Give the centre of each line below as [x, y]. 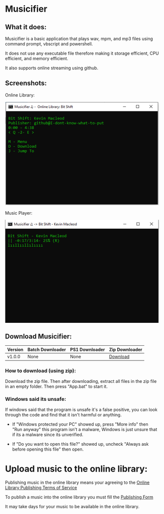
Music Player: [19, 213]
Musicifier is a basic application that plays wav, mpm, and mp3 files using [79, 39]
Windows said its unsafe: [36, 399]
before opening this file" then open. [48, 449]
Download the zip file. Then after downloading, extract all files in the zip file [81, 381]
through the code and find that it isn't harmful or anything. [63, 415]
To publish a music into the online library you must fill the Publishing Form [79, 497]
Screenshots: [26, 83]
